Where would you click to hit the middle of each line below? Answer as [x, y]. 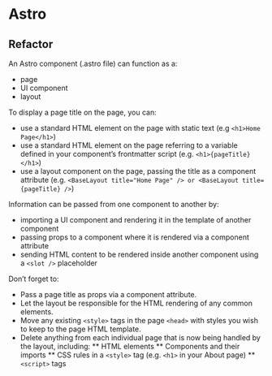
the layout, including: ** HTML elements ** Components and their [130, 346]
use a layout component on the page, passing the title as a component [138, 171]
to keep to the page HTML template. [81, 329]
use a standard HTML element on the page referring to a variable [129, 145]
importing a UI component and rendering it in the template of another [136, 220]
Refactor [31, 44]
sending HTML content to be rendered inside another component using [139, 254]
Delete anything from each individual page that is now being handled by [140, 337]
